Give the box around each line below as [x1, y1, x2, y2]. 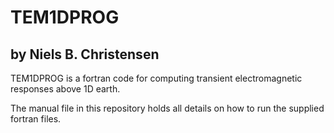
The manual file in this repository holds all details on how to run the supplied [10, 102, 325, 114]
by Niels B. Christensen [10, 46, 160, 63]
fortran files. [10, 113, 62, 125]
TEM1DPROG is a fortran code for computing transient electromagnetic [10, 72, 303, 84]
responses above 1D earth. [10, 83, 121, 95]
